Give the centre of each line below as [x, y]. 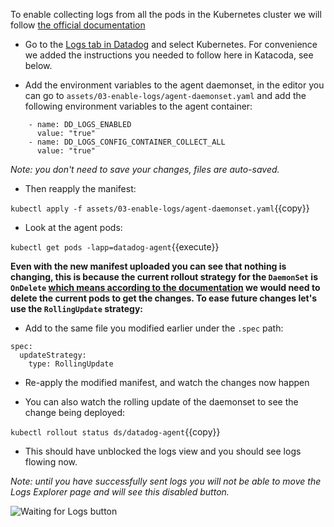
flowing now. [51, 462]
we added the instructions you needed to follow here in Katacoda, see [169, 55]
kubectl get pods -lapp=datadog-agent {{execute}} [115, 247]
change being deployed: [74, 412]
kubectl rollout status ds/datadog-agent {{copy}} [115, 432]
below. [38, 65]
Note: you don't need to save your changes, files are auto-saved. [145, 169]
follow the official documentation [78, 25]
